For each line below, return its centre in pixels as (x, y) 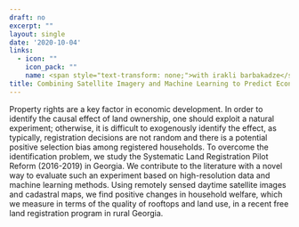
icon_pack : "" (51, 68)
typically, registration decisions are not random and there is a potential (138, 137)
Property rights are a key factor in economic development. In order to (136, 109)
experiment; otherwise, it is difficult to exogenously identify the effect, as (143, 128)
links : (21, 51)
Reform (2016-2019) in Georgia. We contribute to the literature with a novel (146, 166)
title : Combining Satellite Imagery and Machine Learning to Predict (141, 84)
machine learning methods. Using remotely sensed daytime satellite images (148, 184)
